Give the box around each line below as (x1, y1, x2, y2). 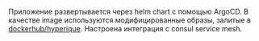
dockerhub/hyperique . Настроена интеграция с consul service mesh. (8, 24, 243, 33)
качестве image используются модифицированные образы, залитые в (8, 15, 252, 25)
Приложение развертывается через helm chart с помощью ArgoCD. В (8, 7, 249, 16)
